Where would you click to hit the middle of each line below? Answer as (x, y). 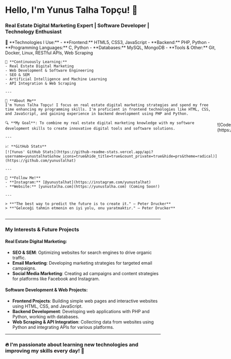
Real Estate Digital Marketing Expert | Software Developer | (77, 26)
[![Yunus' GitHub (23, 152)
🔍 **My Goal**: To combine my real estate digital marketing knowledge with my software (100, 123)
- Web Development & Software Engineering (49, 71)
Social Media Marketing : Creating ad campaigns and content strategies (85, 273)
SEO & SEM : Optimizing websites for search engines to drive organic (82, 252)
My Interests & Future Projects (42, 230)
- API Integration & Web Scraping (41, 83)
